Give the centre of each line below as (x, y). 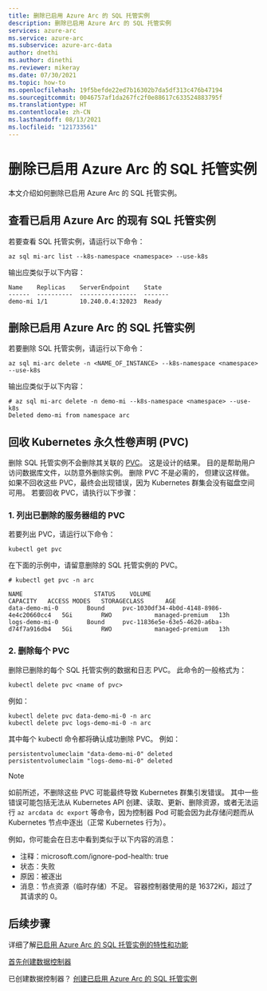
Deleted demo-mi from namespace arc (69, 416)
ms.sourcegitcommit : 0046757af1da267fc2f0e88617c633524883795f (116, 98)
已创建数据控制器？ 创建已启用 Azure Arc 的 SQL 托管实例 (103, 978)
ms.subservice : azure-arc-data (60, 46)
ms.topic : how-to (37, 82)
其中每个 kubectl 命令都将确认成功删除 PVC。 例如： (94, 738)
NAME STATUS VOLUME (80, 595)
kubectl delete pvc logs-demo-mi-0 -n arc (80, 723)
